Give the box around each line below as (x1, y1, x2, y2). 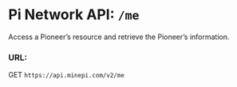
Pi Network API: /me (8, 6, 140, 24)
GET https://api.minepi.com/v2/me (8, 70, 125, 80)
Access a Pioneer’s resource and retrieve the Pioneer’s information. (8, 32, 230, 42)
